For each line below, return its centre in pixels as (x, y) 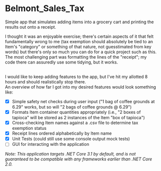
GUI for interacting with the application (51, 144)
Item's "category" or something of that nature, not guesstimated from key (78, 47)
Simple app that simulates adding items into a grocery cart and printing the (79, 22)
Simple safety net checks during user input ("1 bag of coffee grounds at (83, 101)
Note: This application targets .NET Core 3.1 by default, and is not (71, 154)
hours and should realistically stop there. (45, 82)
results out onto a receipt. (31, 27)
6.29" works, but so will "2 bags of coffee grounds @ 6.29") (72, 107)
